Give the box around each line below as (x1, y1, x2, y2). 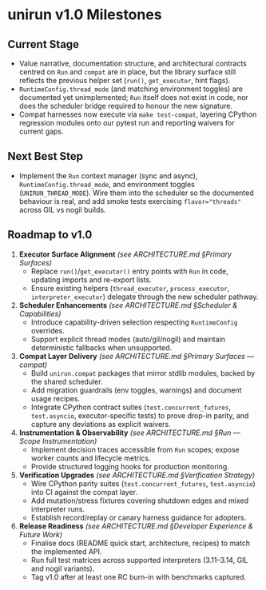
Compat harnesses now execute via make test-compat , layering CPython (18, 110, 257, 119)
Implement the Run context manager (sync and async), (18, 170, 198, 181)
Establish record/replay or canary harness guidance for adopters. (30, 512, 247, 522)
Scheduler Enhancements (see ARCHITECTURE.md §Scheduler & (18, 300, 238, 309)
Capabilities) (18, 309, 62, 318)
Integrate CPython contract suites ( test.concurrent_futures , (30, 402, 231, 412)
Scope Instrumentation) (18, 436, 97, 445)
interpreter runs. (30, 504, 85, 513)
